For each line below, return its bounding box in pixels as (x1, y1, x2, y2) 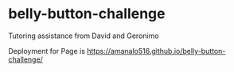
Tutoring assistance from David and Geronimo (8, 31, 159, 40)
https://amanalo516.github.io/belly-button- (87, 46, 226, 55)
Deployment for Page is (8, 46, 86, 55)
